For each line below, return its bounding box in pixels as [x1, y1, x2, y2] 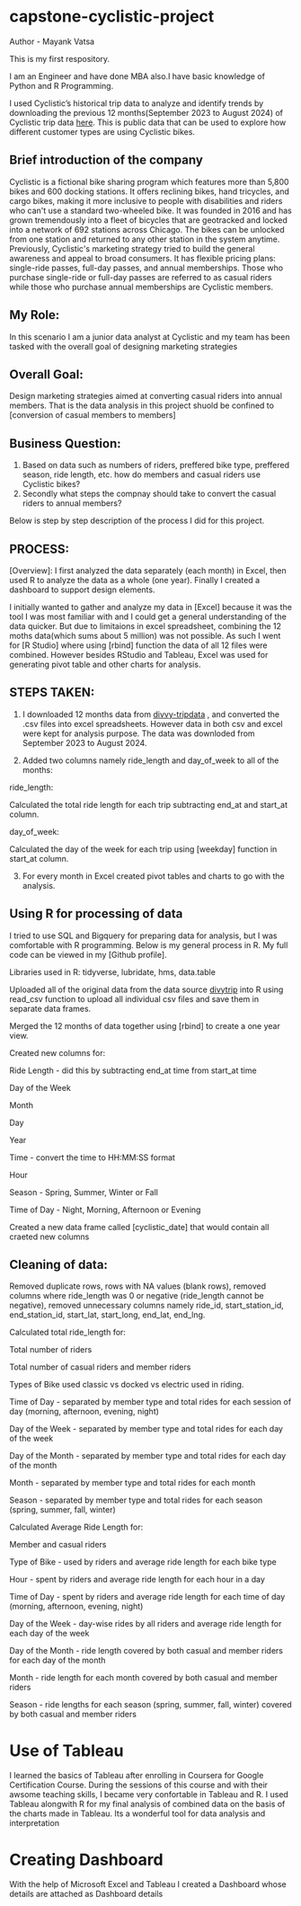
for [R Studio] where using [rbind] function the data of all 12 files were [9, 640, 268, 651]
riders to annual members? [22, 498, 122, 509]
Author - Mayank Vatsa [9, 36, 95, 47]
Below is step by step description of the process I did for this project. [9, 515, 265, 527]
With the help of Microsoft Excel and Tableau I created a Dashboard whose [9, 1879, 287, 1890]
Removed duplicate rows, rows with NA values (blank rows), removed [9, 1281, 267, 1291]
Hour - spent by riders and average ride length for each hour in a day [9, 1574, 265, 1585]
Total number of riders [9, 1344, 93, 1355]
